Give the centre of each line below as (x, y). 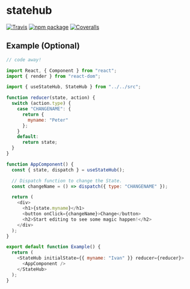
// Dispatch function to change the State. (67, 180)
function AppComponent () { (40, 164)
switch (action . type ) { (41, 103)
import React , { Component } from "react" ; (62, 70)
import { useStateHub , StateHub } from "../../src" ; (74, 87)
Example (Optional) (43, 46)
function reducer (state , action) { (51, 98)
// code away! (24, 60)
